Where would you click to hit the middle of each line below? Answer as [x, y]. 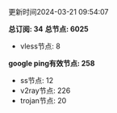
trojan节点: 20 [43, 100]
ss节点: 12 [37, 80]
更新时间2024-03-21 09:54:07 [58, 12]
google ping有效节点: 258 [52, 63]
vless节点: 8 [40, 46]
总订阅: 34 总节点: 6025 [48, 29]
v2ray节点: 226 [45, 90]
